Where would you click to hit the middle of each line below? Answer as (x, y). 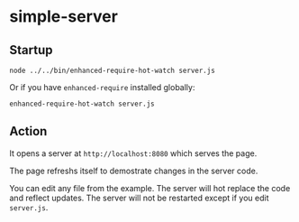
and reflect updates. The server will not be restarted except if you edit (139, 198)
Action (28, 131)
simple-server (64, 17)
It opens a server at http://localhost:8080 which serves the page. (133, 153)
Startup (31, 50)
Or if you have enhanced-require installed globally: (102, 87)
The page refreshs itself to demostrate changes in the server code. (134, 171)
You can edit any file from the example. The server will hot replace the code (150, 188)
